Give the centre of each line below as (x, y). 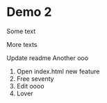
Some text (21, 31)
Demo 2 (29, 12)
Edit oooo (30, 86)
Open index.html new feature (58, 71)
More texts (22, 44)
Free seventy (35, 78)
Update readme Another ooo (47, 58)
